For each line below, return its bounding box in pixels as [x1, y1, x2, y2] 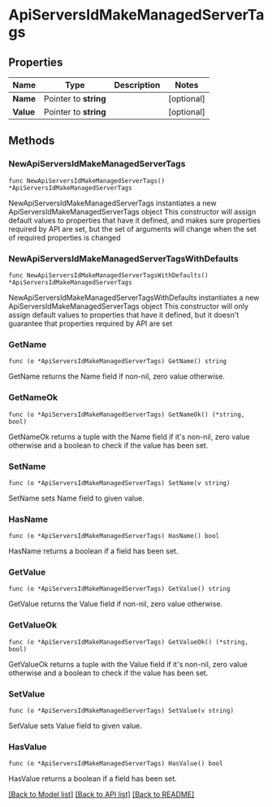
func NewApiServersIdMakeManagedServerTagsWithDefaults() [8, 271, 209, 280]
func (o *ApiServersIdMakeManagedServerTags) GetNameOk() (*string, [8, 410, 245, 419]
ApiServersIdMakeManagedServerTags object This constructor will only [8, 301, 249, 310]
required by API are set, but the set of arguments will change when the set [8, 223, 257, 233]
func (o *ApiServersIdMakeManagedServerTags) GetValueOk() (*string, [8, 638, 249, 646]
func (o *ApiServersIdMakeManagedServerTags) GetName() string [8, 358, 227, 366]
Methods [8, 134, 55, 148]
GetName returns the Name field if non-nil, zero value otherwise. [8, 371, 226, 381]
